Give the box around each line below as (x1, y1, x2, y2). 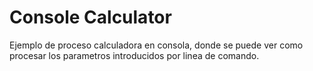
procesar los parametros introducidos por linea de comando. (9, 49, 260, 61)
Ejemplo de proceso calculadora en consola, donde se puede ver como (9, 39, 304, 51)
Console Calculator (9, 6, 172, 29)
